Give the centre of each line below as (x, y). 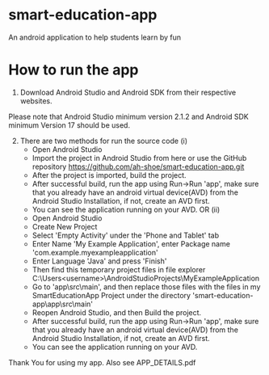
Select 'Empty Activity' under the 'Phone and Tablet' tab (126, 235)
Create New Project (65, 226)
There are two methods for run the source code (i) (104, 141)
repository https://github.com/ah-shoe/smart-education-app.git (138, 166)
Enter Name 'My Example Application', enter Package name (131, 243)
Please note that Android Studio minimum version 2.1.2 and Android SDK (128, 116)
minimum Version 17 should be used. (69, 125)
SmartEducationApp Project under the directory (111, 295)
